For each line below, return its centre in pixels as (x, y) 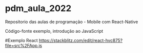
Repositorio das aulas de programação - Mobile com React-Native (71, 22)
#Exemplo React (21, 40)
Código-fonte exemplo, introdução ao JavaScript (54, 31)
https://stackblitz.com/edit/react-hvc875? (81, 40)
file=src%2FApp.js (24, 45)
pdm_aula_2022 (38, 8)
